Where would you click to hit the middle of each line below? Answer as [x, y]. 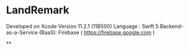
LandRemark [38, 10]
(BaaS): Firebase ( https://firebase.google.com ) [97, 32]
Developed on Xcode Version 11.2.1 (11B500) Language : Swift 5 [82, 26]
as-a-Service [22, 32]
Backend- [172, 26]
